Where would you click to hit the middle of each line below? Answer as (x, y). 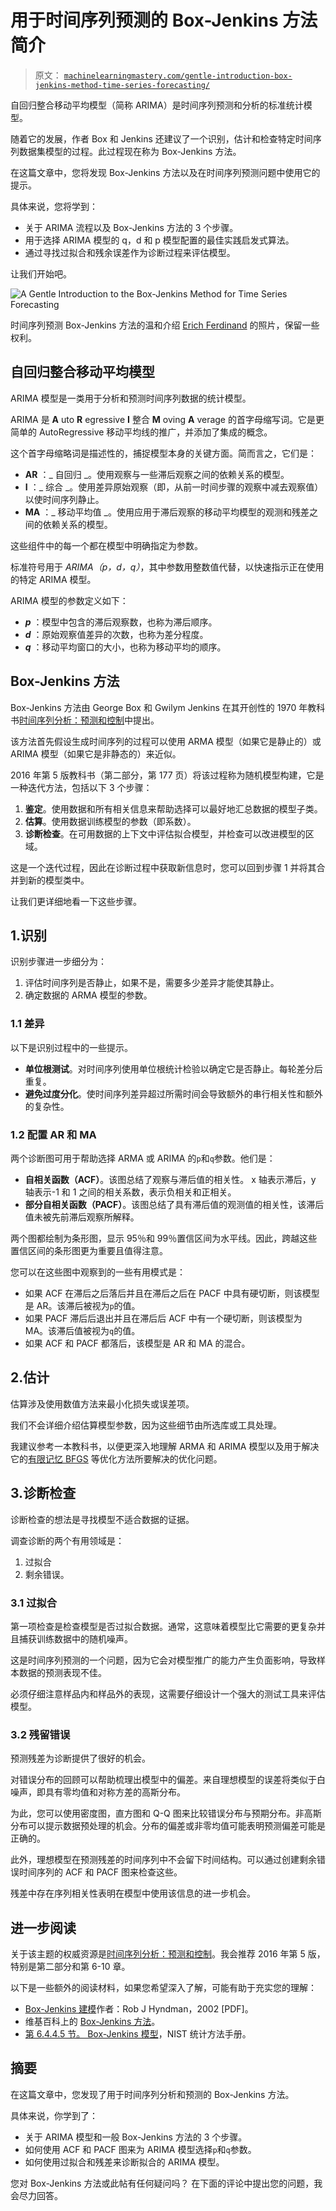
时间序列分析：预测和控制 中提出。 (89, 720)
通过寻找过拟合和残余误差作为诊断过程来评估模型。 (130, 252)
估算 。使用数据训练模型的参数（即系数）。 (110, 821)
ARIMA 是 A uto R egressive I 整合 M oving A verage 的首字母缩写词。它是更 (167, 419)
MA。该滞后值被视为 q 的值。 (82, 1330)
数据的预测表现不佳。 (62, 1672)
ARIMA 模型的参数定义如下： (69, 600)
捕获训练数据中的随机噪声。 (75, 1638)
